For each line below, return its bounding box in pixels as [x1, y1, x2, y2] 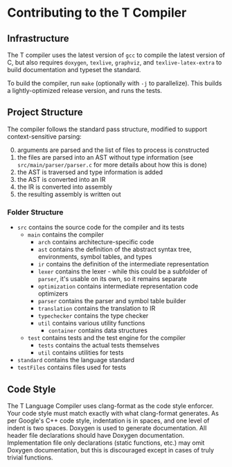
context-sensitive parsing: [7, 132, 82, 140]
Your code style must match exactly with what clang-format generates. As [7, 409, 220, 417]
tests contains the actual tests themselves [37, 341, 160, 350]
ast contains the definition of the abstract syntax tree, [37, 245, 192, 254]
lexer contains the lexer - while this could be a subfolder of [37, 267, 208, 275]
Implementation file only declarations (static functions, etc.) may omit [7, 439, 205, 447]
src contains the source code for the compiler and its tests [17, 223, 185, 232]
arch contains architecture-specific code [37, 238, 154, 246]
